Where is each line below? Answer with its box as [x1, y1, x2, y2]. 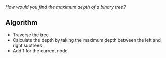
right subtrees [12, 42, 42, 48]
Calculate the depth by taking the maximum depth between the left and [12, 37, 161, 43]
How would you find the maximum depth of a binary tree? [5, 4, 126, 10]
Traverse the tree [12, 32, 49, 38]
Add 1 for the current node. [12, 47, 69, 54]
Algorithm [5, 18, 38, 27]
